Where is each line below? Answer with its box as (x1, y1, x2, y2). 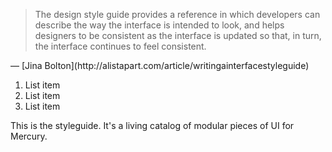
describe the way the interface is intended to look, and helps (34, 19, 285, 31)
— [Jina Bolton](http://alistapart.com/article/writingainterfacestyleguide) (10, 60, 310, 71)
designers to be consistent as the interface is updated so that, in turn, (34, 30, 322, 41)
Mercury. (10, 130, 48, 142)
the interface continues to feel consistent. (34, 40, 207, 52)
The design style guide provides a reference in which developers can (34, 9, 321, 20)
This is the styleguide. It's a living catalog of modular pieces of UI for (10, 120, 295, 131)
